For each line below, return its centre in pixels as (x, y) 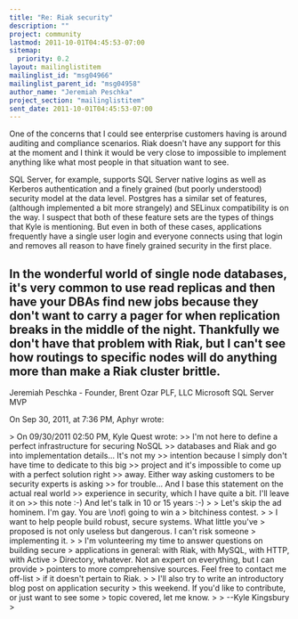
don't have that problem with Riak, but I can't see (148, 343)
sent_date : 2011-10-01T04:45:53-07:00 (81, 109)
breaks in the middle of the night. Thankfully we (145, 329)
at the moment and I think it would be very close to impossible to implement (148, 153)
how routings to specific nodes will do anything (143, 357)
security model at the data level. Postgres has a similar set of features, (138, 199)
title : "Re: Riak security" (61, 17)
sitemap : (25, 51)
